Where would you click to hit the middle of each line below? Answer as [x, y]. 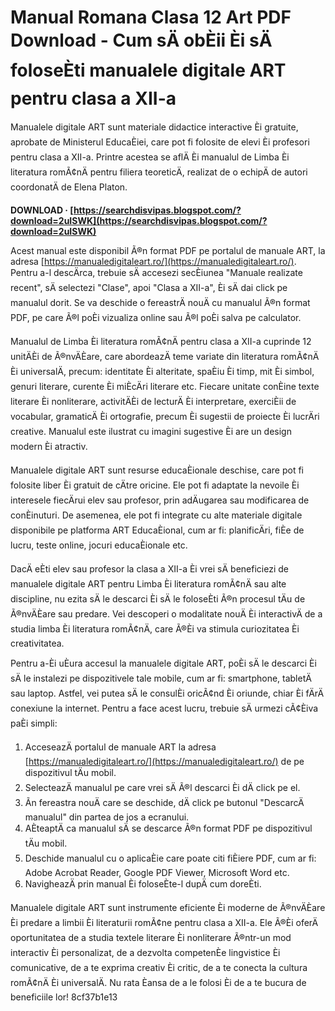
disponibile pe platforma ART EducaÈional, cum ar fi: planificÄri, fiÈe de [157, 530]
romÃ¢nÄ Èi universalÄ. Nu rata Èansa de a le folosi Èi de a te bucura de [158, 982]
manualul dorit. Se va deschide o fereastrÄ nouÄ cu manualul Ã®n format [160, 302]
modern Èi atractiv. [49, 446]
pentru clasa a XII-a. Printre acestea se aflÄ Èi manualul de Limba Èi [150, 157]
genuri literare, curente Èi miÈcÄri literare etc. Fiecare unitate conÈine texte [165, 386]
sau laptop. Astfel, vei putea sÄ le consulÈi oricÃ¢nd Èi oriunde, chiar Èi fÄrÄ [167, 693]
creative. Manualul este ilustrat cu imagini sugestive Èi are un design [151, 431]
